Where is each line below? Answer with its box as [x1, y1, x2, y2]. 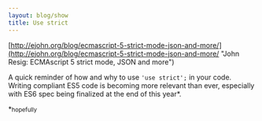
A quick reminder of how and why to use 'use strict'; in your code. [8, 72, 232, 82]
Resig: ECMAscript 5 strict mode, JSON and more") [8, 57, 175, 67]
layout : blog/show [8, 11, 68, 20]
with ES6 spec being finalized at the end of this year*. [8, 89, 182, 98]
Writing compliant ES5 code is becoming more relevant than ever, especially [8, 80, 255, 90]
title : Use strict [8, 19, 68, 27]
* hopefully [8, 104, 38, 114]
